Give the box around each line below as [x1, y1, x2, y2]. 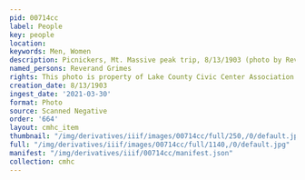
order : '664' [9, 115, 59, 124]
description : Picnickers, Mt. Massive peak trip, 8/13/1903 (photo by [9, 55, 282, 65]
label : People [9, 22, 64, 31]
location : [9, 38, 47, 48]
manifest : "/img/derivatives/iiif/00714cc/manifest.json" [9, 148, 233, 157]
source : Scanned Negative [9, 106, 107, 115]
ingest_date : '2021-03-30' [9, 89, 112, 98]
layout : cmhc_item [9, 124, 79, 133]
